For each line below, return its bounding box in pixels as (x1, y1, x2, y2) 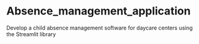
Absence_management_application (6, 4, 191, 18)
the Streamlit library (6, 30, 56, 37)
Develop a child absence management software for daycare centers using (6, 24, 193, 31)
